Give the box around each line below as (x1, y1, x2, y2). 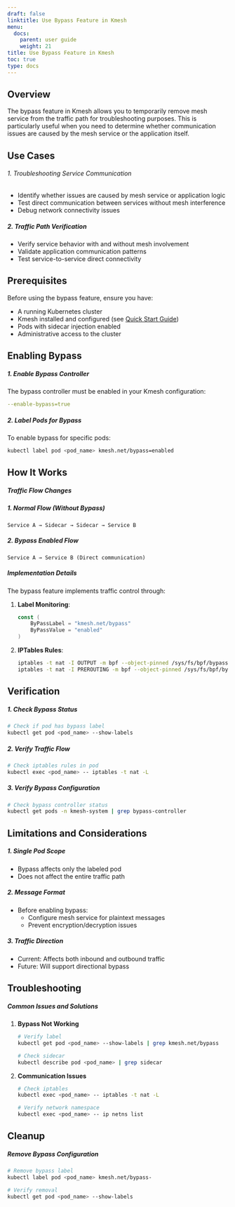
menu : (7, 23, 23, 30)
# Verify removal (7, 1187, 58, 1194)
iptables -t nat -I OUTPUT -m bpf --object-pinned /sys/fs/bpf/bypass (17, 660, 229, 667)
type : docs (7, 62, 39, 69)
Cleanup (7, 1131, 46, 1142)
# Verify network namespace (17, 1105, 100, 1112)
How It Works (7, 467, 68, 479)
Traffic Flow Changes (7, 486, 72, 495)
